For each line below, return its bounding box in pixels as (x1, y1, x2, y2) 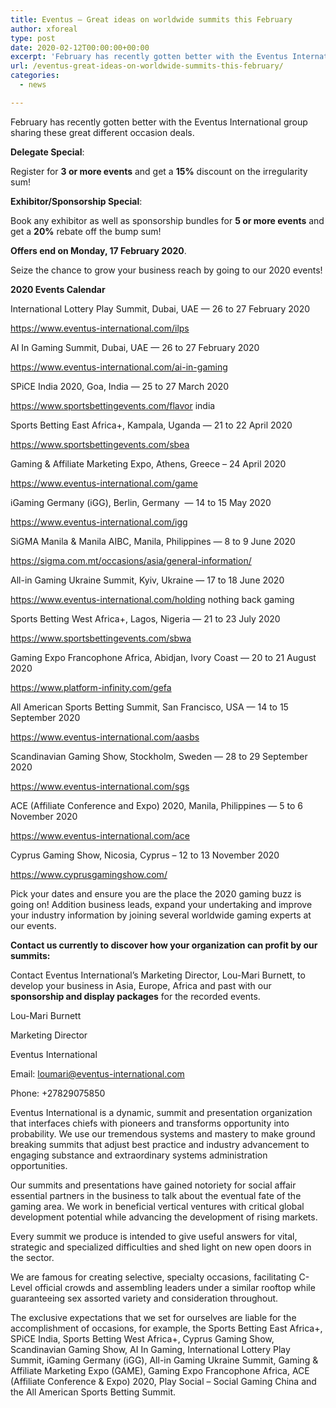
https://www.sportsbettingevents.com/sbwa (10, 632, 192, 644)
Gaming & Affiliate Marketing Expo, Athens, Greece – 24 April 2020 (10, 457, 287, 470)
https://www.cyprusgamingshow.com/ (10, 868, 168, 880)
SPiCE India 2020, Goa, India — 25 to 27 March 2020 (10, 380, 230, 392)
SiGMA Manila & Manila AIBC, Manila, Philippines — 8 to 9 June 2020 (10, 535, 296, 547)
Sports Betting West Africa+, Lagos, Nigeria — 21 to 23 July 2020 (10, 612, 281, 625)
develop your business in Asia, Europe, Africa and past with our (10, 979, 272, 991)
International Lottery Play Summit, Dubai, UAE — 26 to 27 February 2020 (10, 302, 311, 315)
